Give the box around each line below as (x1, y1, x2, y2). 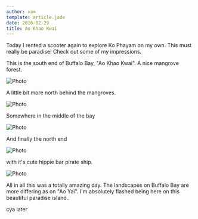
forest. (6, 66, 23, 73)
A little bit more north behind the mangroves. (6, 89, 116, 96)
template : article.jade (6, 14, 66, 20)
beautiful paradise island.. (6, 195, 70, 202)
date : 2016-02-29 (6, 20, 49, 26)
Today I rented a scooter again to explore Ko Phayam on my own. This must (6, 42, 192, 49)
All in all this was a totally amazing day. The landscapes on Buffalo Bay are (6, 181, 189, 189)
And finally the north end (6, 135, 67, 143)
